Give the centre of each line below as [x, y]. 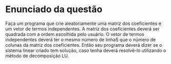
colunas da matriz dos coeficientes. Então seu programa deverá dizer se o [84, 45]
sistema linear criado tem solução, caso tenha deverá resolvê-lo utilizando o [86, 50]
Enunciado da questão [54, 9]
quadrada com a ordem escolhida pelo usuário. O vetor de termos [75, 34]
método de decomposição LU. [37, 56]
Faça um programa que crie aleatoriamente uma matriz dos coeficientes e [83, 23]
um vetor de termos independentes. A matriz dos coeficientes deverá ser [82, 28]
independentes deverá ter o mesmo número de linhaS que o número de [81, 40]
